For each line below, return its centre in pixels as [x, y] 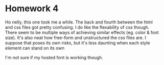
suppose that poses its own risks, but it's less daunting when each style [78, 43]
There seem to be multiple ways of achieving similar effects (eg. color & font [82, 32]
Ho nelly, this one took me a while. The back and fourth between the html [79, 22]
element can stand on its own [35, 48]
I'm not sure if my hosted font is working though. [54, 57]
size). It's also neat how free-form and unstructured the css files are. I [76, 38]
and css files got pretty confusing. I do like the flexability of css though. [77, 27]
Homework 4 [32, 9]
